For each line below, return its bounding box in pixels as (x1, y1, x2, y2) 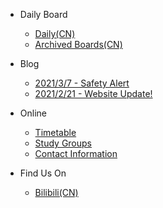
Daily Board (19, 9, 68, 20)
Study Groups (34, 137, 92, 149)
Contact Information (34, 148, 118, 159)
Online (19, 107, 47, 119)
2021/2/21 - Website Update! (34, 88, 153, 99)
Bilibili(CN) (34, 187, 79, 198)
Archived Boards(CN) (34, 39, 123, 50)
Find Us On (19, 167, 67, 179)
